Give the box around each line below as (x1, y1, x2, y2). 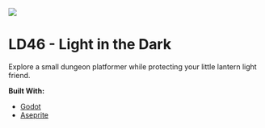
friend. (8, 70, 31, 80)
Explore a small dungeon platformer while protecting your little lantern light (8, 61, 257, 72)
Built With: (8, 85, 45, 96)
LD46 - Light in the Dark (8, 35, 172, 54)
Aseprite (19, 109, 48, 120)
